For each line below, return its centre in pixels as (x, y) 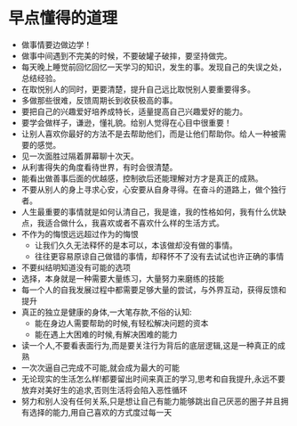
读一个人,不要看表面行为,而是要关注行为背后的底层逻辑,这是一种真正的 (149, 345)
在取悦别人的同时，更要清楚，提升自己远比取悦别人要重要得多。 (138, 89)
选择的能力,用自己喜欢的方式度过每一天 (100, 412)
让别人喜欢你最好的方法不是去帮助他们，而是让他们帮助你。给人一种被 (150, 134)
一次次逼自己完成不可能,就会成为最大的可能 (100, 367)
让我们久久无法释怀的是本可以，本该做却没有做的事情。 (136, 245)
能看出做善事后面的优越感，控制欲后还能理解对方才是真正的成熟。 (142, 178)
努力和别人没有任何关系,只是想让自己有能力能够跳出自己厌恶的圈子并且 (151, 401)
